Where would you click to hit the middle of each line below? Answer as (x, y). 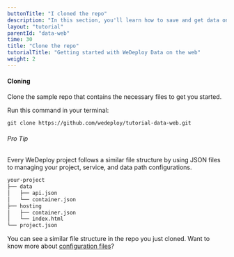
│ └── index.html (36, 219)
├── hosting (24, 206)
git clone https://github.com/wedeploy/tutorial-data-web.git (99, 123)
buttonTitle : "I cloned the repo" (57, 14)
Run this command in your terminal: (58, 110)
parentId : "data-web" (39, 33)
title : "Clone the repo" (43, 46)
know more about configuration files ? (61, 246)
